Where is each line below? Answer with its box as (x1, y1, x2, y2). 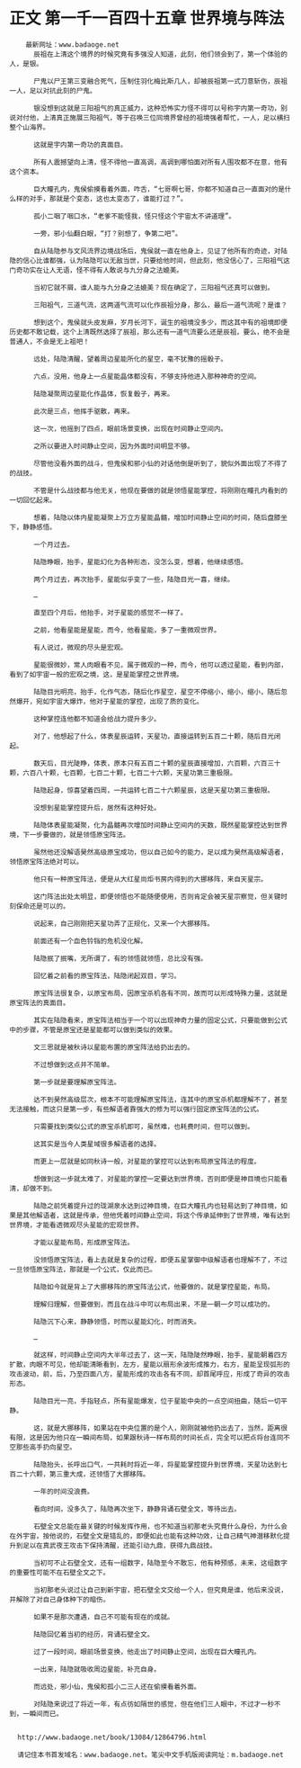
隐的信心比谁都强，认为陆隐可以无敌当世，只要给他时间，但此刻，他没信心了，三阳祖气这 (9, 256, 290, 265)
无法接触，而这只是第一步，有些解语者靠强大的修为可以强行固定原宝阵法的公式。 (9, 1104, 263, 1114)
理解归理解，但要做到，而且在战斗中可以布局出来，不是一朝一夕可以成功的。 (32, 1299, 275, 1309)
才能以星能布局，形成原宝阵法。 (32, 1238, 135, 1247)
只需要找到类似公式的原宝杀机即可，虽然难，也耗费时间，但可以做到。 (32, 1122, 254, 1131)
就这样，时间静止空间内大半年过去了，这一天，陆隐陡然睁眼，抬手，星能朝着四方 (32, 1351, 288, 1360)
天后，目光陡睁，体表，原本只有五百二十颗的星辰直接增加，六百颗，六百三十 (40, 758, 281, 767)
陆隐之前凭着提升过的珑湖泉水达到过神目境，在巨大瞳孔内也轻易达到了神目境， (32, 1201, 281, 1210)
